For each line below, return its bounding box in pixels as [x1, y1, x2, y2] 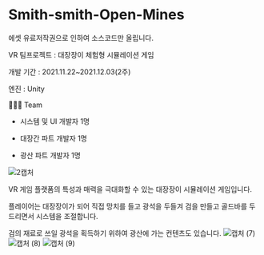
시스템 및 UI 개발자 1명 [19, 116, 90, 126]
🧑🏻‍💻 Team [8, 100, 42, 110]
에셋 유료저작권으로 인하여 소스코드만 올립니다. [8, 33, 154, 42]
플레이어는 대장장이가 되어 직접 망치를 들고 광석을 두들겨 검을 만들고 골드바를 [8, 201, 248, 211]
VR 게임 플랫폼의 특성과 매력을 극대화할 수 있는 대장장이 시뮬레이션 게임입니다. [8, 184, 253, 193]
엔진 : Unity [8, 84, 46, 94]
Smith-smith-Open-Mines [8, 6, 185, 24]
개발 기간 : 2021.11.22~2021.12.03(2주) [8, 66, 131, 77]
